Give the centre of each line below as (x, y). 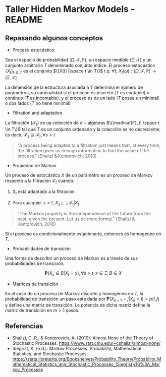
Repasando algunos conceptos (54, 38)
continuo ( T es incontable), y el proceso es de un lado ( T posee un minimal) (83, 98)
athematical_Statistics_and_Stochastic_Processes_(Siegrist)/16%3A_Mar (86, 364)
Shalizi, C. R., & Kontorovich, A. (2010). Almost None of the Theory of (83, 338)
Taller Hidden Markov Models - (70, 9)
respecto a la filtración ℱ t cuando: (40, 181)
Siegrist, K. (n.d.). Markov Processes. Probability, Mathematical (77, 349)
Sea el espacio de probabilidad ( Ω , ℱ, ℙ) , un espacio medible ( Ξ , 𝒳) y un (79, 60)
